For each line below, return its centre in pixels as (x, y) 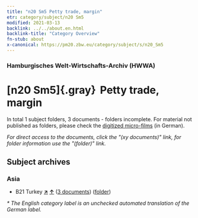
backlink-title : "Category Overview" (53, 34)
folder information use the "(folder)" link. (56, 143)
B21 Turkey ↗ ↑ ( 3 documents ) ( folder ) (63, 192)
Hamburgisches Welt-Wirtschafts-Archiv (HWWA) (81, 65)
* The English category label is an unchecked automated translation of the (98, 203)
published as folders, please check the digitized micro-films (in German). (96, 125)
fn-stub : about (25, 39)
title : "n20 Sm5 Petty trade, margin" (55, 12)
